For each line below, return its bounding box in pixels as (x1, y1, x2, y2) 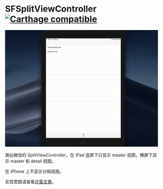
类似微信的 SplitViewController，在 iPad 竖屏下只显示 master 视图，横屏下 (5, 152, 153, 158)
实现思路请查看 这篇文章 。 (5, 178, 56, 185)
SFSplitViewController (5, 3, 97, 15)
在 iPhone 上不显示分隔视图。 (5, 168, 64, 174)
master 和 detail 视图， (10, 158, 56, 164)
